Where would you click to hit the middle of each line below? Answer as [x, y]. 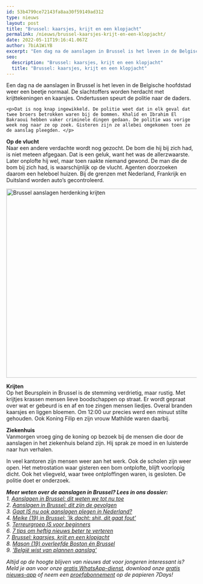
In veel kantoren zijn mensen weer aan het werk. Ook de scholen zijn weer [99, 461]
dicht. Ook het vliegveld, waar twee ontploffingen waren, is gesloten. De [96, 474]
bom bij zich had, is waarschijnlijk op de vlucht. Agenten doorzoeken [92, 168]
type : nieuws [23, 18]
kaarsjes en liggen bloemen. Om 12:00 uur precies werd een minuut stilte [97, 412]
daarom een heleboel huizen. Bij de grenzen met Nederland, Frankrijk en [96, 174]
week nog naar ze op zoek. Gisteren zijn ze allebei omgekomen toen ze [98, 125]
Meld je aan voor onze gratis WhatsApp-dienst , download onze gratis [93, 568]
